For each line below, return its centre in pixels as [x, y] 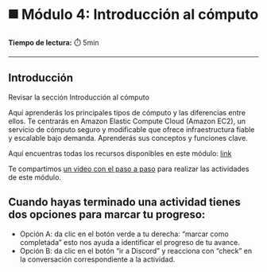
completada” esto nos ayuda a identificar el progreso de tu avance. [130, 242]
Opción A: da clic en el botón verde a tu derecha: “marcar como [124, 234]
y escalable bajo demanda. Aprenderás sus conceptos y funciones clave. [128, 138]
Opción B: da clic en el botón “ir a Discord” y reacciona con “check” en [136, 251]
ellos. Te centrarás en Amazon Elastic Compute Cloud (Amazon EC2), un [127, 121]
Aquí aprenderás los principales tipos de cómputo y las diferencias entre [127, 112]
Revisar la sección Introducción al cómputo [79, 97]
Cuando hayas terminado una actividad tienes [124, 202]
